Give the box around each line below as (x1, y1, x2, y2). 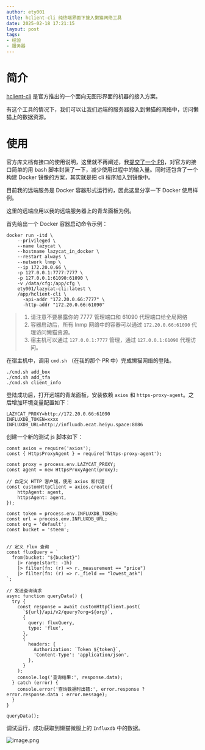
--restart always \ (17, 253, 67, 260)
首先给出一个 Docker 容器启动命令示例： (6, 220, 108, 227)
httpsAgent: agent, (17, 494, 67, 501)
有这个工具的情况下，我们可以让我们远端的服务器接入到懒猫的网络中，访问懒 (6, 105, 199, 113)
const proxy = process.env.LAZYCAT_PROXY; (6, 461, 116, 467)
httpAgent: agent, (17, 489, 64, 495)
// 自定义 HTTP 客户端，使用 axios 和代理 (6, 478, 105, 484)
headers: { (28, 641, 56, 647)
